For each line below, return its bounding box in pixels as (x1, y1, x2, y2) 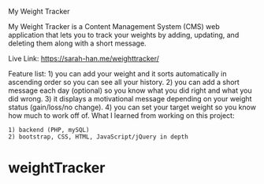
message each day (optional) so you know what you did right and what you (8, 86, 252, 95)
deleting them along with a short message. (8, 39, 147, 48)
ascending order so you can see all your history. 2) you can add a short (8, 78, 240, 86)
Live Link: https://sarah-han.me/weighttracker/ (8, 54, 160, 63)
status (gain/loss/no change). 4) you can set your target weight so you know (8, 102, 256, 112)
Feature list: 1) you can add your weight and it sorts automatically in (8, 69, 227, 78)
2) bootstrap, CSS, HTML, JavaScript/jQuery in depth (8, 133, 189, 141)
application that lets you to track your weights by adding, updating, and (8, 31, 240, 39)
